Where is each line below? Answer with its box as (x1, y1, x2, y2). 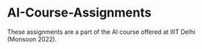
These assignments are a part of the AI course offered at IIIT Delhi (7, 28, 196, 36)
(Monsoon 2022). (7, 35, 57, 43)
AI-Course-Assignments (7, 5, 152, 21)
